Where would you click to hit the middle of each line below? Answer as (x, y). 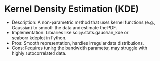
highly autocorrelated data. (39, 53)
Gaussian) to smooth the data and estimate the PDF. (64, 27)
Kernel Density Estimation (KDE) (72, 9)
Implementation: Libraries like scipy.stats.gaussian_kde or (70, 32)
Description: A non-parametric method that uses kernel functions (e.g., (83, 22)
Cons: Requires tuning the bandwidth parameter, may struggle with (80, 48)
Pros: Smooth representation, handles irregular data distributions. (78, 43)
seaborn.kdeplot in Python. (39, 38)
